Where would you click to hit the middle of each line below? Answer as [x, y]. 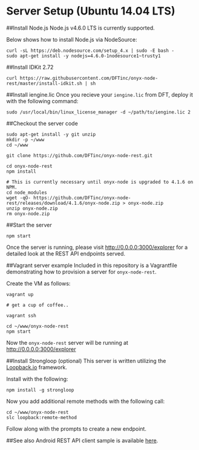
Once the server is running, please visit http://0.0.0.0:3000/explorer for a [97, 247]
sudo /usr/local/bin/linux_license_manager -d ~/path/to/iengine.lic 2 [98, 112]
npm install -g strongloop [40, 390]
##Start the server [29, 225]
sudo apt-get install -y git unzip [51, 134]
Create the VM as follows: [38, 283]
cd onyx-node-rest [29, 166]
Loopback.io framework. [37, 367]
